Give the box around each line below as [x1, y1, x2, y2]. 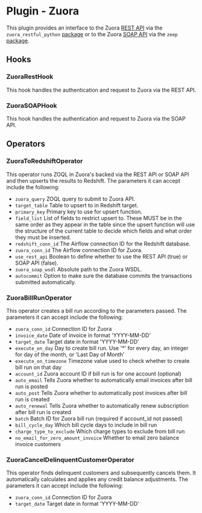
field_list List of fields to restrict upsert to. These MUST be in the [14, 214, 182, 221]
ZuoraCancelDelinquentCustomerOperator [6, 455, 134, 464]
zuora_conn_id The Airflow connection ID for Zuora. [14, 246, 143, 254]
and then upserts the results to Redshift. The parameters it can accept [6, 177, 181, 184]
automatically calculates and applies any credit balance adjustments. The [6, 476, 189, 483]
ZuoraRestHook [6, 72, 54, 81]
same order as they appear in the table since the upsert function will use [14, 221, 195, 228]
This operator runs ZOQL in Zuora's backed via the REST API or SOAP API [6, 171, 189, 178]
